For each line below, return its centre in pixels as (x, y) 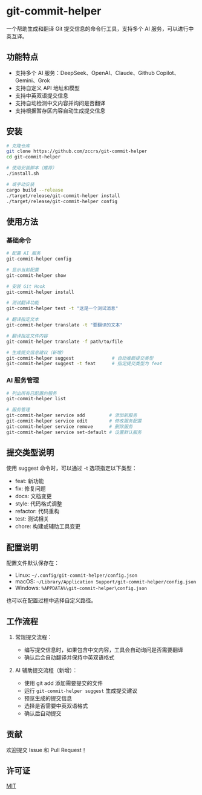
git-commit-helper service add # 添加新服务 (72, 415)
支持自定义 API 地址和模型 (47, 88)
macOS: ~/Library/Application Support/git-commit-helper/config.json (106, 582)
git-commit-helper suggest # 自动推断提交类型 (80, 358)
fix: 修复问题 (30, 488)
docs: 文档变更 (34, 496)
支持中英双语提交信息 (41, 96)
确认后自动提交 (43, 713)
